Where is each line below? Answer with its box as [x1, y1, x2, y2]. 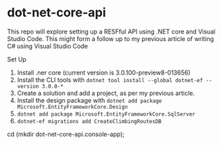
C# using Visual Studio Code [7, 42, 88, 50]
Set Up [7, 55, 27, 63]
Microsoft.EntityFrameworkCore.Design [16, 103, 128, 110]
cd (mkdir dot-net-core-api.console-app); [7, 130, 125, 138]
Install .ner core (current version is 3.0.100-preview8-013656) [16, 68, 190, 77]
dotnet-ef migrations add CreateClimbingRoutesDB [16, 118, 162, 124]
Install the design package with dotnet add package [16, 96, 162, 104]
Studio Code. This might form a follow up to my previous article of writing [7, 34, 214, 42]
